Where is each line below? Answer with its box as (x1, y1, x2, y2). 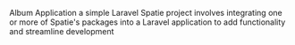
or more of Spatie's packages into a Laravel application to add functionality (9, 17, 286, 27)
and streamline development (9, 26, 114, 36)
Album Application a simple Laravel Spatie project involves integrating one (9, 8, 283, 18)
